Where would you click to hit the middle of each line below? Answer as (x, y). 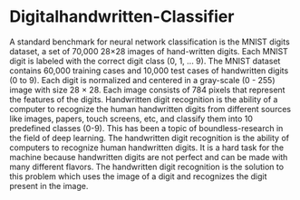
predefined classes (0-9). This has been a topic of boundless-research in (146, 128)
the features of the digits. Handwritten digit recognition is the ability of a (144, 99)
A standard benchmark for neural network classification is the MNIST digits (150, 42)
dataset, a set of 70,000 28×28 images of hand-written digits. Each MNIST (149, 51)
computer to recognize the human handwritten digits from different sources (150, 109)
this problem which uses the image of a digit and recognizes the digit (138, 176)
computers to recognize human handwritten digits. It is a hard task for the (146, 148)
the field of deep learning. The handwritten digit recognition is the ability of (150, 138)
